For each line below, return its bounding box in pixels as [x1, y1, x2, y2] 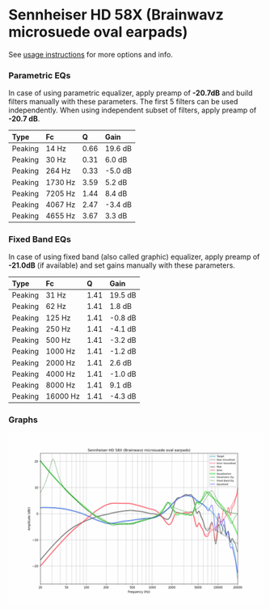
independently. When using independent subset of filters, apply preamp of [8, 105, 257, 115]
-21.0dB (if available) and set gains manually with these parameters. [8, 260, 236, 270]
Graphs [8, 414, 38, 425]
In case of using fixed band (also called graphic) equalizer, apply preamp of [8, 252, 260, 262]
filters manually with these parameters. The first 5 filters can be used [8, 97, 238, 107]
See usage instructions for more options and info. [8, 49, 174, 59]
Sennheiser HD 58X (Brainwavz [8, 6, 224, 24]
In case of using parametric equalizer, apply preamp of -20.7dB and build [8, 88, 253, 98]
